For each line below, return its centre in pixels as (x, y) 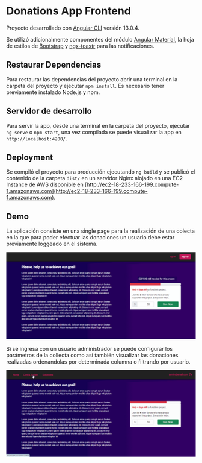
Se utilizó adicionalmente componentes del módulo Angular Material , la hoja (100, 39)
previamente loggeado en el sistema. (52, 244)
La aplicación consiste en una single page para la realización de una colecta (101, 231)
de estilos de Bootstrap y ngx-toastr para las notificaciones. (80, 46)
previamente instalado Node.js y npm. (53, 92)
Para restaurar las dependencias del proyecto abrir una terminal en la (92, 79)
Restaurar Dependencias (54, 65)
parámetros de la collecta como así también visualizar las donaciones (92, 355)
